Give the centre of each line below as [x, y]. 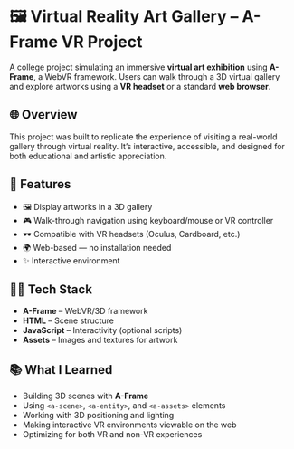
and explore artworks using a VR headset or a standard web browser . [140, 86]
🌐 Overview [43, 115]
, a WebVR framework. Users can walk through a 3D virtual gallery [156, 76]
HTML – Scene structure [68, 320]
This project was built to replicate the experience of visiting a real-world [143, 137]
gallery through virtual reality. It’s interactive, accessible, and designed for [147, 146]
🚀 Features [40, 184]
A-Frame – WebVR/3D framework [85, 311]
